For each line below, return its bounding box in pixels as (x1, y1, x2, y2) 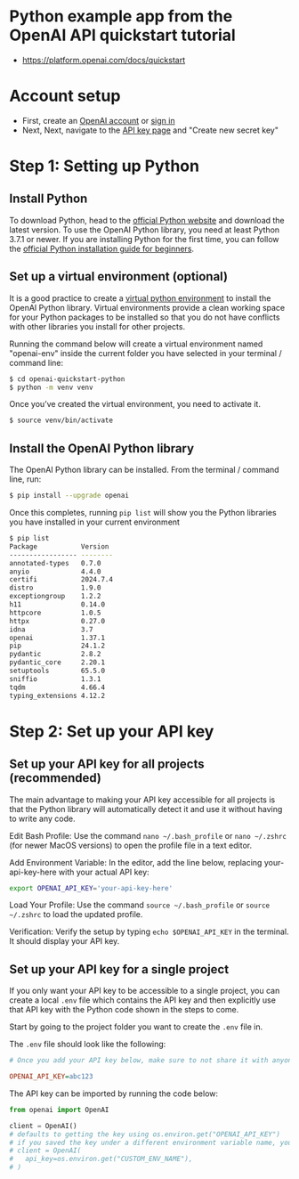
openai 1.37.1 (9, 633, 105, 642)
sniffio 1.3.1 (9, 674, 101, 683)
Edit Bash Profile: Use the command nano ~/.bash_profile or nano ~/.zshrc (9, 830, 287, 841)
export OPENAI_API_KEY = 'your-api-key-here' (9, 883, 174, 892)
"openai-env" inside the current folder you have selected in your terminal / (9, 347, 282, 358)
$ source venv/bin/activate (9, 416, 114, 425)
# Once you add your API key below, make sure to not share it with (9, 1056, 269, 1065)
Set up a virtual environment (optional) (9, 269, 229, 284)
